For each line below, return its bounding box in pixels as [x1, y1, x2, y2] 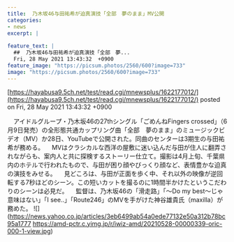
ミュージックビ [182, 126, 226, 134]
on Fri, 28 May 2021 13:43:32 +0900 [7, 103, 112, 111]
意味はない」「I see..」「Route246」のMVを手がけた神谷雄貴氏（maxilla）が [7, 195, 224, 204]
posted [200, 95, 221, 103]
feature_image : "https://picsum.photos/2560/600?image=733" [7, 62, 187, 69]
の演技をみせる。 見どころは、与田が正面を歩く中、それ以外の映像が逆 [7, 169, 217, 178]
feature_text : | [7, 43, 54, 50]
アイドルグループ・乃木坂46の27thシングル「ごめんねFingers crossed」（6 [13, 116, 228, 126]
